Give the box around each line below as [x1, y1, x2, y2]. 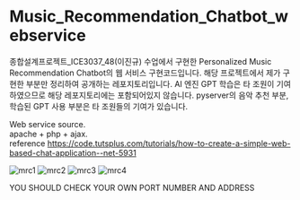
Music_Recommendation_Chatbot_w [9, 6, 289, 27]
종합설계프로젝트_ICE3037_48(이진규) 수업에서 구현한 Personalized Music [9, 56, 272, 66]
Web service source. [9, 118, 86, 129]
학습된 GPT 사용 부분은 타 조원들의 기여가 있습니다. [9, 100, 189, 111]
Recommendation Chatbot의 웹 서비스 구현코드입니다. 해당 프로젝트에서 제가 [9, 67, 281, 78]
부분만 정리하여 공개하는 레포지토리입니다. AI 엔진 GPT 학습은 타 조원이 [25, 78, 275, 89]
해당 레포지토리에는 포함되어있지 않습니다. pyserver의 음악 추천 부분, [48, 90, 289, 100]
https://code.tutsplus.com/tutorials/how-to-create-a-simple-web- [47, 137, 291, 149]
